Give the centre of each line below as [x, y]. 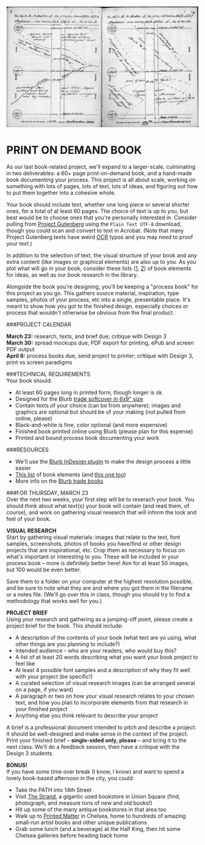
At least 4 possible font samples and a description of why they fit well [103, 670]
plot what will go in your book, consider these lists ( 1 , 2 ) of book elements [99, 268]
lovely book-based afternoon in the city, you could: [70, 778]
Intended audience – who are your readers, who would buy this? [96, 651]
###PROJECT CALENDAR [39, 324]
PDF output [20, 349]
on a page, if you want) [44, 690]
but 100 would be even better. [44, 570]
